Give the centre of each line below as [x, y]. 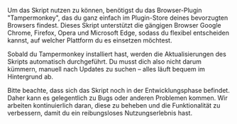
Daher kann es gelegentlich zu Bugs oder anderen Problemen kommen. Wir [118, 98]
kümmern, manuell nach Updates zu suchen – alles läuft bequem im [106, 69]
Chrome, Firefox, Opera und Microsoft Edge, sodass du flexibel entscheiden [118, 33]
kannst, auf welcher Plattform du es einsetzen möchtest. [90, 40]
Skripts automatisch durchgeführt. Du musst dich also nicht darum [105, 62]
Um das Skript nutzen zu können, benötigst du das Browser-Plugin [105, 10]
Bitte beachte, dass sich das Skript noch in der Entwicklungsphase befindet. [119, 90]
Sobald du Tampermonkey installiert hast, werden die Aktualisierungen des [117, 54]
